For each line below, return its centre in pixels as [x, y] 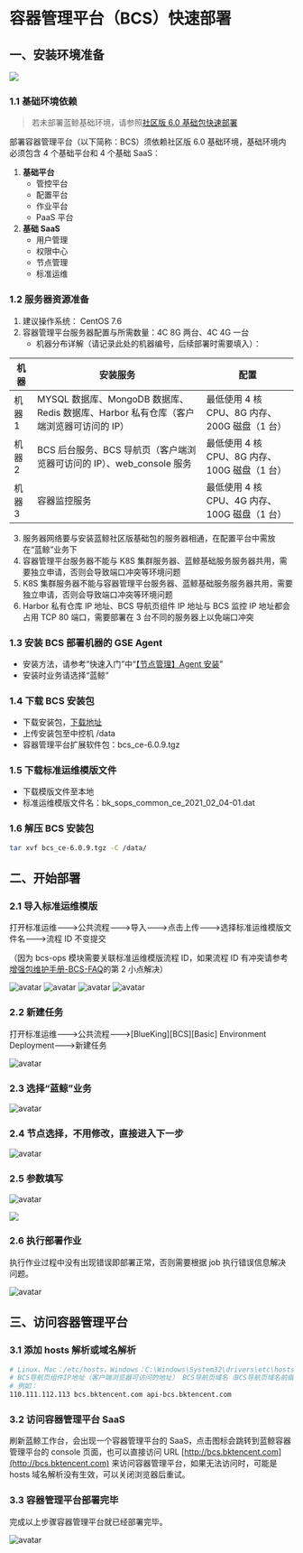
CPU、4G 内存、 [241, 500]
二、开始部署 [45, 878]
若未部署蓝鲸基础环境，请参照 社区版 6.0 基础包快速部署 [134, 123]
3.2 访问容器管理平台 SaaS [68, 1419]
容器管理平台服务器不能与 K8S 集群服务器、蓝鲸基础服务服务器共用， [151, 560]
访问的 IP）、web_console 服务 [128, 463]
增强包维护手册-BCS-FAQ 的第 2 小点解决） [89, 969]
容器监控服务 [64, 500]
